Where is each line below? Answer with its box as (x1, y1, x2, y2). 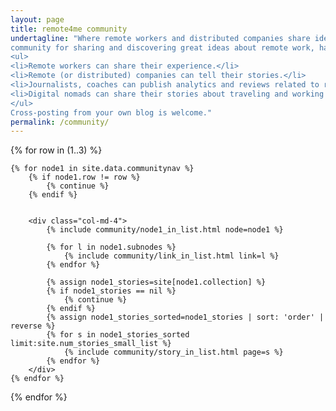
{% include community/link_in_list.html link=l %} (63, 251, 280, 261)
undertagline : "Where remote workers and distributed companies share (10, 33, 311, 43)
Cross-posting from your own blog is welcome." (10, 107, 213, 118)
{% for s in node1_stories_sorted (46, 330, 190, 340)
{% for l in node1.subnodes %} (46, 242, 177, 253)
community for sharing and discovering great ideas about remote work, (10, 42, 315, 53)
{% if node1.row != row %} (28, 172, 141, 183)
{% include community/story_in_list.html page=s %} (63, 347, 284, 358)
